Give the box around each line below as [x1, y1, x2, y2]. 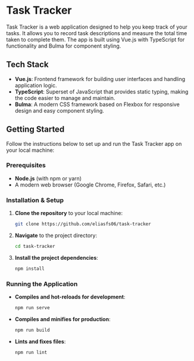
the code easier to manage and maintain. [14, 94, 115, 101]
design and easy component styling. [14, 107, 104, 114]
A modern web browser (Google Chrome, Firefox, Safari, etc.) [14, 181, 166, 188]
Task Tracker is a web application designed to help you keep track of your [6, 23, 187, 30]
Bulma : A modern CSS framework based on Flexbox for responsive [14, 101, 180, 108]
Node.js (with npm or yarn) [14, 175, 82, 182]
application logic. [14, 82, 57, 89]
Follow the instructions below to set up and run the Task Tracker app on [6, 140, 182, 147]
